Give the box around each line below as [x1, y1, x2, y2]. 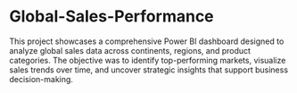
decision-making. [9, 73, 74, 84]
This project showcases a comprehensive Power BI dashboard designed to [9, 36, 285, 46]
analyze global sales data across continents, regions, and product [9, 45, 252, 55]
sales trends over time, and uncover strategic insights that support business [9, 64, 288, 75]
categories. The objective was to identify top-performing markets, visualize [9, 55, 286, 65]
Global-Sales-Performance [9, 6, 214, 27]
